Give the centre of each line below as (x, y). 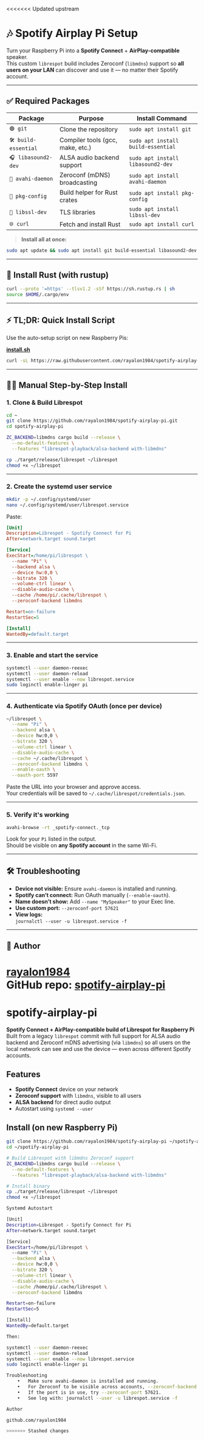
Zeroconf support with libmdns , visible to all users (78, 1095)
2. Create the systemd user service (59, 487)
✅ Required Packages (48, 101)
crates (69, 200)
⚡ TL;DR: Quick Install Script (61, 320)
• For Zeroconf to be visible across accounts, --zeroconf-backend (107, 1387)
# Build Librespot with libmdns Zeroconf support (70, 1158)
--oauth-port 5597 (35, 775)
